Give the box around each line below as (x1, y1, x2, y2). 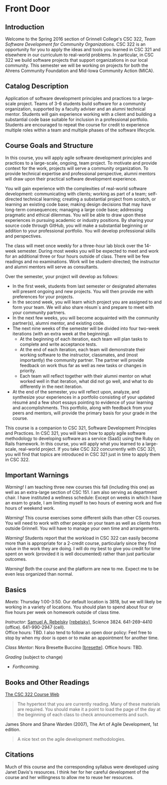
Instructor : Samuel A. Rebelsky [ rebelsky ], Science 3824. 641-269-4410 (5, 619, 153, 625)
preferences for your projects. (12, 294, 74, 299)
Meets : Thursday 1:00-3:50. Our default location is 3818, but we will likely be (5, 599, 162, 605)
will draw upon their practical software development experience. (5, 176, 137, 182)
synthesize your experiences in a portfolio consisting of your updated (12, 394, 155, 400)
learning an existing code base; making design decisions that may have (5, 201, 152, 207)
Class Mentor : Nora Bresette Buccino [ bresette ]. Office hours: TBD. (5, 645, 143, 651)
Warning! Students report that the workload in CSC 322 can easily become (5, 535, 159, 541)
